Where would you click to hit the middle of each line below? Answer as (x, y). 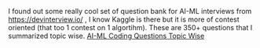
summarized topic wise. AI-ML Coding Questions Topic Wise (106, 36)
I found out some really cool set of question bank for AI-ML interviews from (130, 11)
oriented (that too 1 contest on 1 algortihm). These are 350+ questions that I (130, 27)
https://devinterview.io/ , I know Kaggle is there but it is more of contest (124, 19)
